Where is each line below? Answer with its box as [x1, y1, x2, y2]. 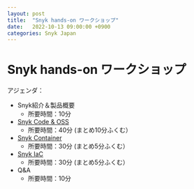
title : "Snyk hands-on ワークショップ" [7, 17, 119, 24]
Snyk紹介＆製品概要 [17, 101, 75, 109]
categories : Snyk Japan [7, 29, 77, 37]
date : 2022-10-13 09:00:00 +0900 [7, 23, 111, 30]
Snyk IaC [17, 150, 44, 158]
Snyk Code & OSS [17, 118, 70, 126]
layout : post [7, 10, 45, 17]
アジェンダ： [7, 86, 44, 95]
